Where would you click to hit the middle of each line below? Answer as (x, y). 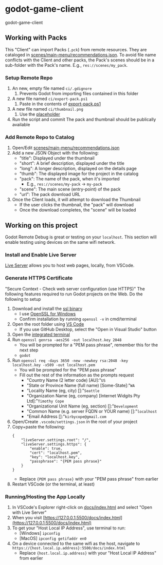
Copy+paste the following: (38, 427)
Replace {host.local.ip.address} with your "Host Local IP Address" (88, 553)
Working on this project (41, 225)
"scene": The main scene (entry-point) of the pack (70, 189)
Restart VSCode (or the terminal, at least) (53, 484)
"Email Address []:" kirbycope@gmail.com (66, 416)
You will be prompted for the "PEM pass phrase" (68, 370)
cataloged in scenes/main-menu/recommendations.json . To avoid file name (81, 55)
